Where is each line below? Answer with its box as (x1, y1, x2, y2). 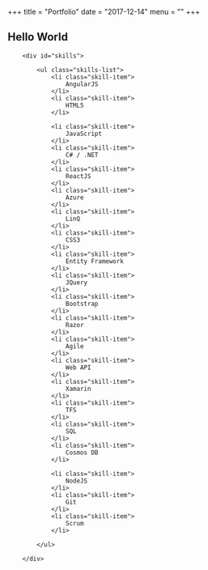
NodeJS (65, 477, 88, 485)
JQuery (65, 279, 88, 287)
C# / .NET (65, 151, 99, 159)
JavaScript (65, 130, 103, 138)
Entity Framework (65, 257, 125, 266)
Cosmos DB (65, 449, 99, 457)
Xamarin (65, 385, 91, 393)
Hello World (7, 30, 68, 44)
